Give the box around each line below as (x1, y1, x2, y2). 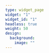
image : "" (14, 40, 35, 45)
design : (5, 31, 22, 36)
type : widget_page (5, 7, 44, 13)
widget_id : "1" (5, 17, 37, 22)
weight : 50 (5, 26, 28, 31)
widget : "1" (5, 12, 30, 17)
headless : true (5, 21, 37, 27)
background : (10, 36, 35, 41)
